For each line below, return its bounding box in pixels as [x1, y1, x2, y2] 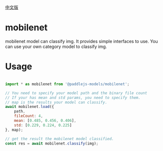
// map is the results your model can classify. [5, 100, 108, 105]
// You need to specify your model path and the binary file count [5, 91, 148, 96]
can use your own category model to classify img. [5, 44, 108, 50]
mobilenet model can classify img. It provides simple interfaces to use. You [5, 38, 159, 44]
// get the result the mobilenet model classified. [5, 136, 114, 141]
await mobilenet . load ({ [5, 104, 54, 109]
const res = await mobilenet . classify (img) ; [5, 141, 99, 146]
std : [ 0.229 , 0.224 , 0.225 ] [14, 123, 72, 128]
